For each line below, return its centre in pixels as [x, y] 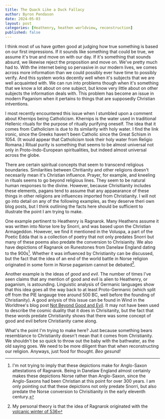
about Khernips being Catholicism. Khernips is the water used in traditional [81, 119]
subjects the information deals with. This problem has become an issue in [80, 93]
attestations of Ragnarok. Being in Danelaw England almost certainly [81, 371]
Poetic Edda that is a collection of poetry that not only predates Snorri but [80, 237]
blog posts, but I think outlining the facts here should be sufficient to [74, 206]
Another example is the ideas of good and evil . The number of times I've [78, 274]
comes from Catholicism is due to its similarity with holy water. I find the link [82, 129]
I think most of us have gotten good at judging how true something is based [82, 46]
